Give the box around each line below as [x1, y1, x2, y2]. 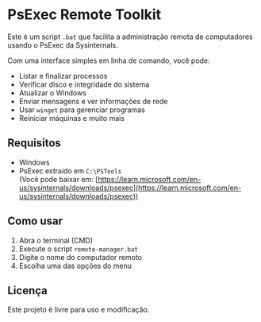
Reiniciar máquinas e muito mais [18, 113, 125, 122]
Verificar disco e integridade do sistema [18, 80, 150, 89]
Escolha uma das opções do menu [18, 261, 132, 270]
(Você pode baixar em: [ [18, 174, 98, 184]
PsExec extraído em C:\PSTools [18, 165, 122, 176]
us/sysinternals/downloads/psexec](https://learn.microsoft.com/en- [18, 183, 242, 192]
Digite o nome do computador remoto [18, 252, 142, 262]
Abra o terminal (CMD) [18, 235, 93, 245]
